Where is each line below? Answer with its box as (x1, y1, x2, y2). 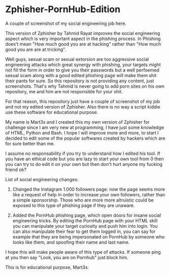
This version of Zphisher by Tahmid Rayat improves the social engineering (5, 30, 160, 36)
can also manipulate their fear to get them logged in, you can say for (12, 228, 156, 234)
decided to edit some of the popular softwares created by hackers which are (5, 135, 165, 141)
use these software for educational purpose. (5, 109, 98, 115)
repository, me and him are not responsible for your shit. (5, 88, 123, 94)
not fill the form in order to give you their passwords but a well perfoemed (5, 67, 160, 73)
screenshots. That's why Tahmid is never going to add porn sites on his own (5, 83, 165, 89)
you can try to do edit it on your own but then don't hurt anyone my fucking (5, 161, 163, 167)
